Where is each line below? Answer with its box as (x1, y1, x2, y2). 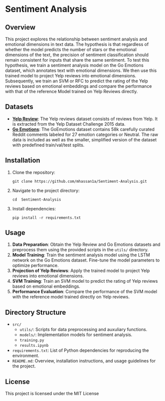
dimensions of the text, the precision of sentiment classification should (5, 52, 149, 58)
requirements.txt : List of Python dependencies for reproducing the (12, 347, 149, 353)
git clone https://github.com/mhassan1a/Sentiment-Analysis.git (12, 179, 147, 184)
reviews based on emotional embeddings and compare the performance (5, 83, 152, 89)
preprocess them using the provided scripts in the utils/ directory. (12, 247, 149, 253)
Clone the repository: (12, 169, 56, 175)
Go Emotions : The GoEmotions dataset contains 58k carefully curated (12, 126, 155, 132)
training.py (19, 338, 44, 343)
